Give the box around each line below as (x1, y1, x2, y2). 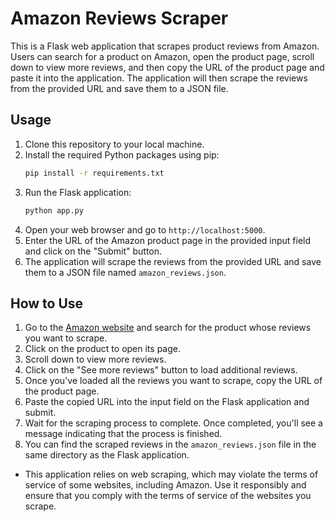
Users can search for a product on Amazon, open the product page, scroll (10, 50, 315, 62)
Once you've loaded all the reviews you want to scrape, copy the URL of (24, 375, 323, 387)
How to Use (10, 295, 84, 312)
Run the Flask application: (24, 186, 132, 198)
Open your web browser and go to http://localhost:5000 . (24, 223, 266, 236)
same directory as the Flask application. (24, 449, 190, 461)
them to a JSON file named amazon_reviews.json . (24, 266, 227, 278)
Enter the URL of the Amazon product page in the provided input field (24, 234, 312, 246)
